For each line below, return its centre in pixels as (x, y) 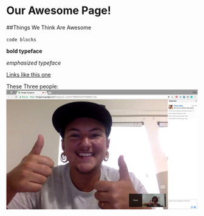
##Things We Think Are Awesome (49, 27)
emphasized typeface (34, 63)
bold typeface (24, 51)
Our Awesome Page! (59, 11)
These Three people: (32, 86)
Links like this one (29, 74)
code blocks (21, 40)
